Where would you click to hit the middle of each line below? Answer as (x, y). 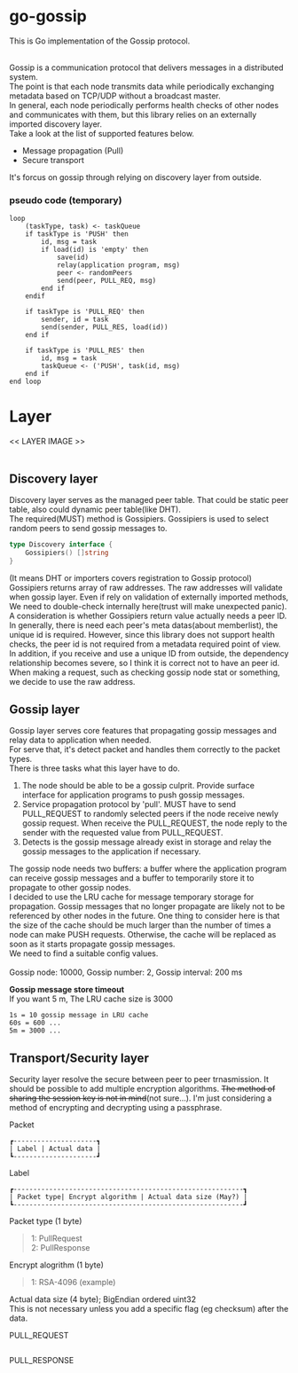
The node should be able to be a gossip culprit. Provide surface (138, 786)
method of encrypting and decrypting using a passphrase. (116, 1108)
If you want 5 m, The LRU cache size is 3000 (91, 999)
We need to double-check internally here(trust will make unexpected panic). (148, 606)
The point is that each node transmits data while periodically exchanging (142, 86)
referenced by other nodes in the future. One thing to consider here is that (145, 916)
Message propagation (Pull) (73, 150)
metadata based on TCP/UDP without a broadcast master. (115, 96)
